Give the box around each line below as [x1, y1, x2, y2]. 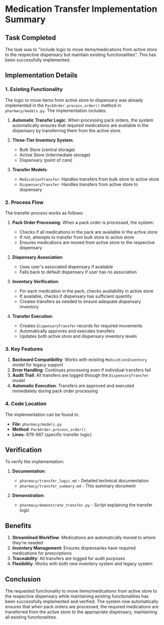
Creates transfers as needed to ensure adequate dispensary [19, 298, 141, 304]
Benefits [5, 521, 32, 530]
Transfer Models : [12, 166, 48, 173]
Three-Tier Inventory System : [12, 137, 74, 143]
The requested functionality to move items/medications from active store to [5, 588, 158, 594]
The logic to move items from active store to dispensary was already [5, 97, 143, 103]
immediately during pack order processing [12, 388, 98, 394]
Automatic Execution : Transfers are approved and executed [12, 383, 135, 389]
